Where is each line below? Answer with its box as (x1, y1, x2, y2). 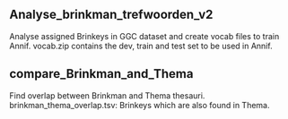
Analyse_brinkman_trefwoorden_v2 (9, 7, 214, 22)
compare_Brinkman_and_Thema (9, 66, 194, 81)
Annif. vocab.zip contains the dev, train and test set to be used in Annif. (9, 40, 273, 51)
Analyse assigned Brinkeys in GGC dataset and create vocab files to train (9, 30, 280, 41)
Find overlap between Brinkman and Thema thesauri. (9, 89, 205, 101)
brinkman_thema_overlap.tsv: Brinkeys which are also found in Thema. (9, 99, 270, 110)
